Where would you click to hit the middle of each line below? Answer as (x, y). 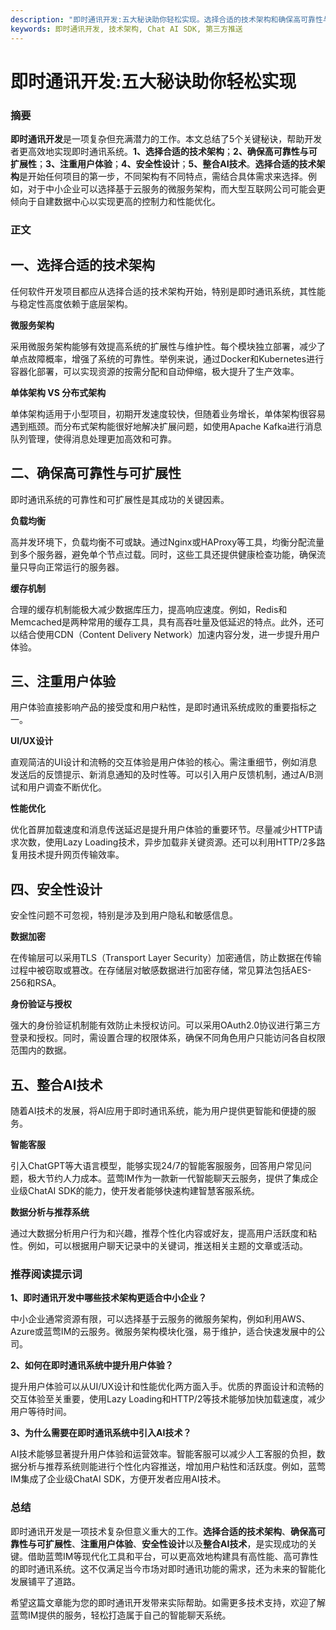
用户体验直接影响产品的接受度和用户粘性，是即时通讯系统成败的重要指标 (159, 707)
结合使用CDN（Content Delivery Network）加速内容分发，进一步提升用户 (169, 634)
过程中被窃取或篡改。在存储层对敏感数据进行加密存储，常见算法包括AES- (161, 970)
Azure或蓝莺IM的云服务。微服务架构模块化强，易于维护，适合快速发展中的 (163, 1332)
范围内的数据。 (41, 1050)
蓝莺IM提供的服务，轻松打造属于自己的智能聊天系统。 (121, 1615)
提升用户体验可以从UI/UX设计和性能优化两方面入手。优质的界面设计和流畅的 (167, 1387)
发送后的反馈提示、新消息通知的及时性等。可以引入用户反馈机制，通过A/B (162, 775)
